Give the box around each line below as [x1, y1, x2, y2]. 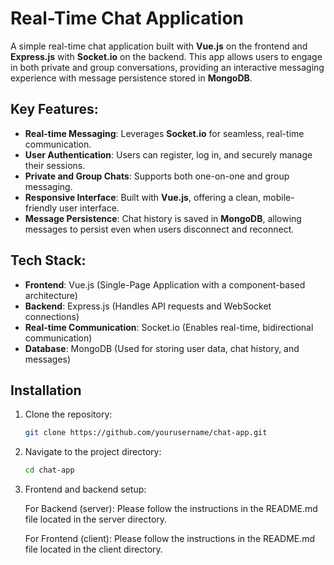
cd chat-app [24, 465, 75, 476]
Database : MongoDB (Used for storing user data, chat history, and [24, 342, 300, 354]
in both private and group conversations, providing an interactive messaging [10, 61, 325, 73]
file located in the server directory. [24, 513, 168, 526]
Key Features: [10, 101, 99, 118]
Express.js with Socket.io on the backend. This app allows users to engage [10, 50, 323, 62]
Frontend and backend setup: [24, 483, 147, 496]
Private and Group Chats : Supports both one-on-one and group [24, 170, 290, 182]
